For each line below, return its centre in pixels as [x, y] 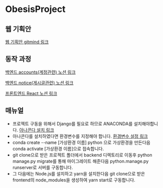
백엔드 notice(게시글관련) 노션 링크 [39, 82]
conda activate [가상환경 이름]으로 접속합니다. [58, 148]
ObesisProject [35, 9]
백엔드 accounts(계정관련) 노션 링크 [41, 72]
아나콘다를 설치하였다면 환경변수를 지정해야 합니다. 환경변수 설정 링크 [80, 136]
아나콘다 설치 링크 [37, 130]
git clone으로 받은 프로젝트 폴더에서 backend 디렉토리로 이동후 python [82, 155]
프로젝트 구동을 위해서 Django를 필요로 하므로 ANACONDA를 [72, 123]
